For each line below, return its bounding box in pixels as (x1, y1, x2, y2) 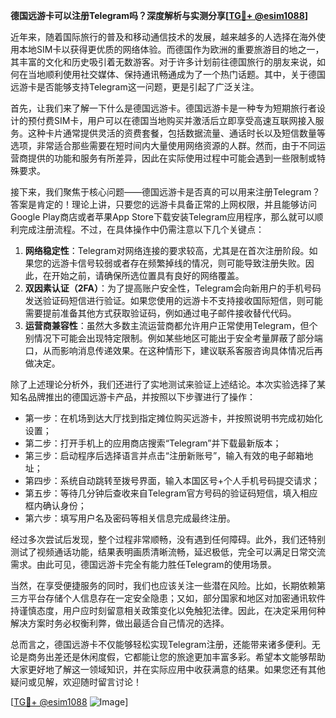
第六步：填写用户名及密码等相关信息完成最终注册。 (24, 512, 236, 524)
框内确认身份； (24, 500, 87, 511)
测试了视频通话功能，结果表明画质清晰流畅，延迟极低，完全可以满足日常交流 (10, 546, 326, 558)
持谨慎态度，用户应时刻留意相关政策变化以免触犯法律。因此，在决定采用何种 (10, 605, 326, 616)
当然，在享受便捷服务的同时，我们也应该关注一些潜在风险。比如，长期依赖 (10, 580, 317, 591)
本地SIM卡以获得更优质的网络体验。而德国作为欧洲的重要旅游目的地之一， (18, 44, 325, 55)
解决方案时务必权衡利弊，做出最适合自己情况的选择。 (10, 617, 230, 629)
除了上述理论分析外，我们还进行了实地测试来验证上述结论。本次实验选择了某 (10, 379, 326, 390)
